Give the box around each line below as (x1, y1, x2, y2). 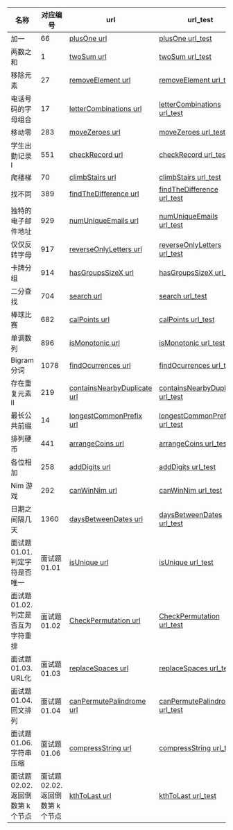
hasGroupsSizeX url (69, 268, 134, 277)
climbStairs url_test (159, 173, 222, 182)
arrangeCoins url (69, 439, 125, 448)
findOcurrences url (69, 361, 131, 370)
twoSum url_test (159, 52, 212, 61)
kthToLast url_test (159, 791, 217, 800)
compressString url (69, 743, 132, 752)
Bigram (10, 355, 35, 365)
